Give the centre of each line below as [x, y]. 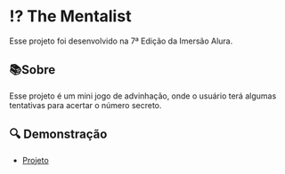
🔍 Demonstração [58, 134]
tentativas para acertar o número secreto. [85, 105]
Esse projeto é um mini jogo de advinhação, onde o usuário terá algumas [143, 96]
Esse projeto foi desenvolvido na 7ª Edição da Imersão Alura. [121, 41]
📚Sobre [33, 70]
